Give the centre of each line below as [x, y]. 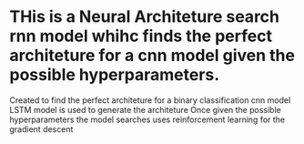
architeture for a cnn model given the [152, 56]
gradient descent [41, 129]
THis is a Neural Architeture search [145, 17]
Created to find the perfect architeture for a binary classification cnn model [150, 100]
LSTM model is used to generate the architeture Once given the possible [146, 109]
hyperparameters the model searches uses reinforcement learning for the [147, 119]
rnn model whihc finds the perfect [141, 36]
